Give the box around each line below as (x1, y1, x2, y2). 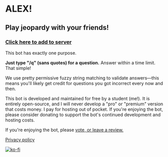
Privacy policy (5, 136, 35, 142)
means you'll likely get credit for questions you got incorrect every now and (5, 80, 163, 86)
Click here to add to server (5, 38, 72, 46)
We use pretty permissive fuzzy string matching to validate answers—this (5, 74, 159, 81)
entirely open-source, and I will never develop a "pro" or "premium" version (5, 101, 163, 107)
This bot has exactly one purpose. (5, 50, 77, 56)
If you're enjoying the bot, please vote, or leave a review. (5, 127, 124, 133)
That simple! (5, 65, 31, 71)
